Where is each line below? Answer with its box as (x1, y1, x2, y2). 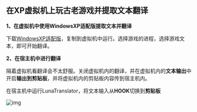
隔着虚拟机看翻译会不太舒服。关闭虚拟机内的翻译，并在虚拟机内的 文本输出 (6, 67, 186, 74)
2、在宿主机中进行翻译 (6, 55, 61, 62)
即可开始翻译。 (16, 42, 53, 49)
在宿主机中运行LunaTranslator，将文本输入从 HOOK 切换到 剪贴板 (6, 87, 161, 94)
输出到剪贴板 (16, 74, 48, 81)
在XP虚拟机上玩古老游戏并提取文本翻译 (6, 5, 149, 16)
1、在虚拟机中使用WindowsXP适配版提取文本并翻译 (6, 22, 132, 29)
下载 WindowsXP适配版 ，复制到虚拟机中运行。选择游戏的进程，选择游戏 (6, 35, 180, 42)
